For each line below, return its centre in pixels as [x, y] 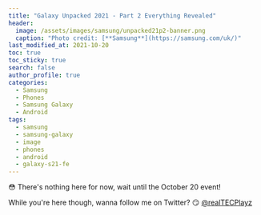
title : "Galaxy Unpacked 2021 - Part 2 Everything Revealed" [112, 16]
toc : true [25, 53]
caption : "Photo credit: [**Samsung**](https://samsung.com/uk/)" [128, 38]
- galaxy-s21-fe [42, 165]
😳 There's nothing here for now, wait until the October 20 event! [115, 187]
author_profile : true [44, 75]
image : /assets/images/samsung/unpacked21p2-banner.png [110, 30]
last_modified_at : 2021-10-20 [59, 46]
